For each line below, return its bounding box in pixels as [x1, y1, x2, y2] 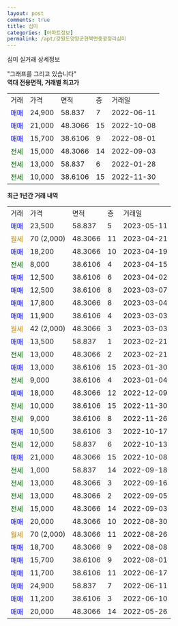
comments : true [7, 16, 50, 23]
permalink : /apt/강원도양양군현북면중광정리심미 [7, 36, 126, 43]
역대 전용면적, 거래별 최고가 [7, 78, 80, 86]
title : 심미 [7, 23, 39, 29]
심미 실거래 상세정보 [7, 56, 60, 64]
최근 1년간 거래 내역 [7, 191, 59, 200]
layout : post [7, 10, 44, 17]
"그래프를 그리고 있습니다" [7, 70, 77, 78]
